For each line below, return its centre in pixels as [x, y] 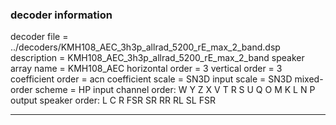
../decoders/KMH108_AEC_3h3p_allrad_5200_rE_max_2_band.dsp [145, 47]
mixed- [309, 79]
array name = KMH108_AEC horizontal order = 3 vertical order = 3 [146, 69]
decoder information [61, 15]
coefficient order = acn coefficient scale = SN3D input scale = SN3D [151, 79]
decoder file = [39, 37]
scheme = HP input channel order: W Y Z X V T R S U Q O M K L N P [175, 90]
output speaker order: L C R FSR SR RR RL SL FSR [113, 100]
